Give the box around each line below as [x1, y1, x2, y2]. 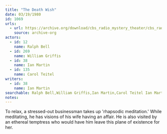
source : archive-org [14, 30, 57, 35]
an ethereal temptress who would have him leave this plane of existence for [5, 119, 160, 125]
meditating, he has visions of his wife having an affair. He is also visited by [5, 114, 158, 120]
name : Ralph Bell [14, 44, 50, 49]
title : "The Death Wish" [5, 7, 57, 12]
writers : [5, 76, 23, 81]
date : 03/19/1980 [5, 12, 41, 17]
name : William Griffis [14, 53, 61, 59]
